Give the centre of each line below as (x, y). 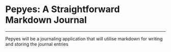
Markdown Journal (46, 20)
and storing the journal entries (37, 44)
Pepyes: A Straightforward (63, 9)
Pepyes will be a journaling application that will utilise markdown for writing (84, 38)
